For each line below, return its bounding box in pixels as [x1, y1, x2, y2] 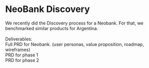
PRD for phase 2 [5, 57, 39, 63]
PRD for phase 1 [5, 51, 39, 58]
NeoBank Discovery [5, 3, 90, 15]
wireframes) [5, 46, 31, 52]
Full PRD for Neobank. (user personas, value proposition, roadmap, [5, 41, 144, 47]
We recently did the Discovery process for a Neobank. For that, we [5, 20, 143, 26]
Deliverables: [5, 36, 33, 42]
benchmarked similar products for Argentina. [5, 25, 98, 31]
